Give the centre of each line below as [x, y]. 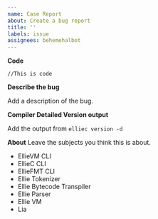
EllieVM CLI [34, 156]
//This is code [30, 74]
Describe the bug [33, 87]
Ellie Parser [34, 194]
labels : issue [28, 34]
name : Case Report [35, 14]
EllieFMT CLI [36, 171]
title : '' [22, 27]
